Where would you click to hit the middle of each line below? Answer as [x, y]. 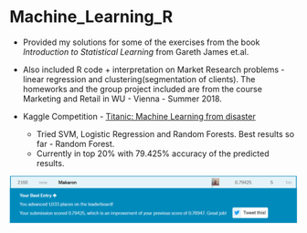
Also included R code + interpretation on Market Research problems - [153, 69]
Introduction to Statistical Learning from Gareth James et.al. [136, 51]
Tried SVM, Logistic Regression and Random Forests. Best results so [165, 133]
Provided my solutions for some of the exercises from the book [141, 42]
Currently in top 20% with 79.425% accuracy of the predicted [153, 154]
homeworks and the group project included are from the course [143, 89]
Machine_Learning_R [91, 17]
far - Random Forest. [75, 143]
